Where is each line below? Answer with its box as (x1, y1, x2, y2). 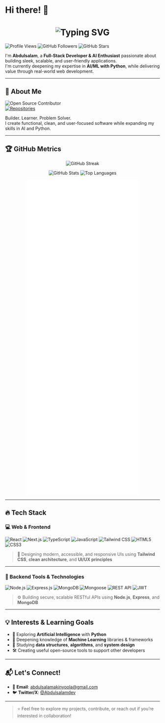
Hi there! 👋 (5, 4, 49, 16)
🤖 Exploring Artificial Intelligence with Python (12, 631, 107, 637)
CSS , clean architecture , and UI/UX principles (17, 556, 112, 562)
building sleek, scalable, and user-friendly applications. (5, 58, 117, 64)
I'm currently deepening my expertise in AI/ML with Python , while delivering (5, 63, 160, 69)
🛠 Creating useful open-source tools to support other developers (12, 647, 145, 653)
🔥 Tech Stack (5, 509, 47, 517)
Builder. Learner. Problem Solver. (5, 115, 72, 121)
